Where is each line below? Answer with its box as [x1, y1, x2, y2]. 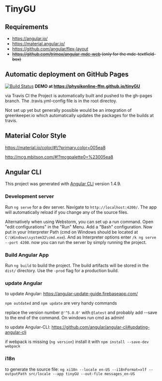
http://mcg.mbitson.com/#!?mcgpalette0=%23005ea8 [5, 154, 114, 160]
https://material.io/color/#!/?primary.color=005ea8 [5, 144, 106, 150]
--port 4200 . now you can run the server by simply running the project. [5, 239, 147, 245]
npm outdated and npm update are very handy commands [5, 300, 117, 306]
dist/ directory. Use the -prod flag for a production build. [5, 268, 119, 274]
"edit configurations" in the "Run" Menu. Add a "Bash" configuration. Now [5, 224, 153, 229]
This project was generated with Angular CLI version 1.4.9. [5, 181, 121, 187]
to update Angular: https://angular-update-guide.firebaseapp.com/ [5, 291, 138, 297]
